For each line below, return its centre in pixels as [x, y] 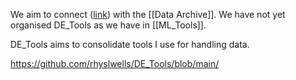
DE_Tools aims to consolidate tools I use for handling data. [130, 44]
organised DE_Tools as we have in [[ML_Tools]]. [108, 25]
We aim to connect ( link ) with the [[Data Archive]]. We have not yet [148, 14]
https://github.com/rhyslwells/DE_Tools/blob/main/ [115, 63]
